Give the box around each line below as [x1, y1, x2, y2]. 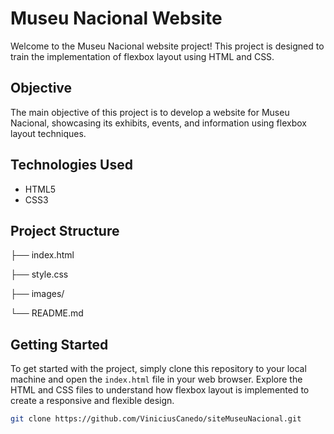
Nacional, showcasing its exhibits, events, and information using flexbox [10, 117, 307, 129]
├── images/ [10, 288, 65, 300]
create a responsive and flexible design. [10, 395, 175, 407]
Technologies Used [10, 157, 133, 174]
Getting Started [10, 336, 109, 353]
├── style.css [10, 268, 69, 281]
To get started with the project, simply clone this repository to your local [10, 363, 307, 375]
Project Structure [10, 222, 120, 239]
